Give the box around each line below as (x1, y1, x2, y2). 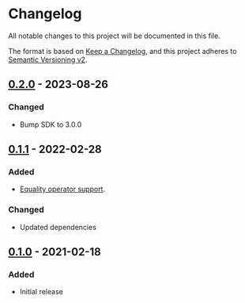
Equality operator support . (19, 184, 105, 194)
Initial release (19, 287, 63, 297)
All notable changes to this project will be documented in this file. (8, 31, 221, 40)
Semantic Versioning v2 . (8, 55, 88, 64)
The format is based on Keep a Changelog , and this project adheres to (8, 46, 237, 56)
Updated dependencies (19, 222, 97, 232)
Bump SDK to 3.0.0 (19, 120, 82, 129)
